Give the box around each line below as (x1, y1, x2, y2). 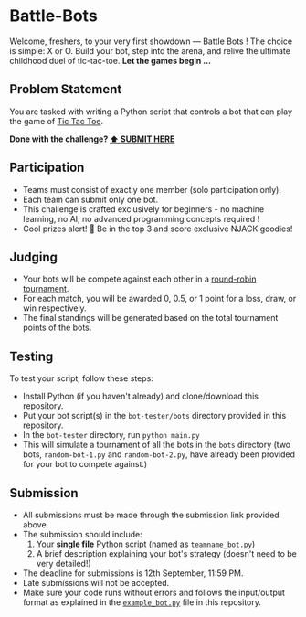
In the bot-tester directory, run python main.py (22, 430, 200, 441)
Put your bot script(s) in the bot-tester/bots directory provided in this (22, 410, 287, 421)
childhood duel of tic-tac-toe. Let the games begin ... (9, 55, 212, 66)
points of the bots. (22, 322, 92, 334)
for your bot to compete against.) (22, 459, 148, 470)
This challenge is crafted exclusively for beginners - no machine (22, 203, 265, 215)
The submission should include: (22, 529, 143, 539)
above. (22, 519, 49, 530)
